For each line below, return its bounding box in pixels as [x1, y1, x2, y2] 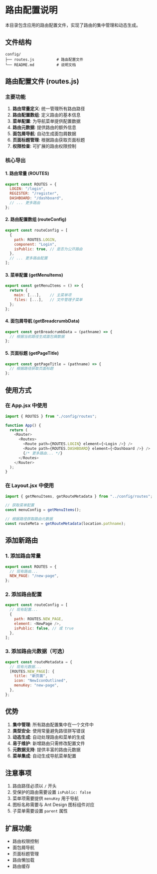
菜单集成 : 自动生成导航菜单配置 [12, 752, 76, 758]
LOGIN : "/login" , [9, 186, 46, 192]
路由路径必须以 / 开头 [12, 783, 57, 789]
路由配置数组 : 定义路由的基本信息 [12, 112, 81, 118]
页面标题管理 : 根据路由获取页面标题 [12, 137, 85, 143]
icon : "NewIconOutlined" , [14, 678, 68, 683]
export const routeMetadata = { [5, 659, 72, 664]
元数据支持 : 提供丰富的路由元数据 [12, 746, 81, 752]
